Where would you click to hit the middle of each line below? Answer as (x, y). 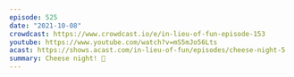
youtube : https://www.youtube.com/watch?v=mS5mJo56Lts (113, 42)
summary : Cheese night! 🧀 (57, 58)
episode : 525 (34, 17)
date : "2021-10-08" (46, 26)
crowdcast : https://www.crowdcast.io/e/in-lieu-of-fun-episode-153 (138, 34)
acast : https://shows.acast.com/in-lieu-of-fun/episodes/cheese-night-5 (147, 50)
